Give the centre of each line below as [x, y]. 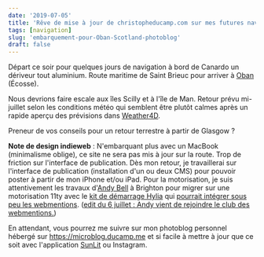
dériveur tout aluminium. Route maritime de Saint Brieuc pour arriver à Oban [131, 75]
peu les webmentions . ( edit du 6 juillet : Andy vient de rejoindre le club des [129, 204]
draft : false [29, 45]
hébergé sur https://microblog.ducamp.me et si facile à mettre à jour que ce [131, 237]
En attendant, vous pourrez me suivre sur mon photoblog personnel [118, 228]
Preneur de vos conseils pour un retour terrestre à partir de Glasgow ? [122, 131]
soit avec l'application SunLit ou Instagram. [78, 245]
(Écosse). [24, 84]
